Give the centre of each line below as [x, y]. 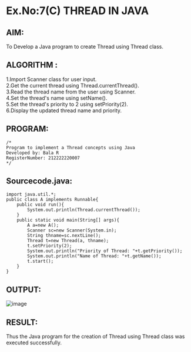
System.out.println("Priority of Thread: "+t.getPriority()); [105, 251]
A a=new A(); [43, 225]
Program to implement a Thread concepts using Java [71, 147]
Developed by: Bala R [33, 153]
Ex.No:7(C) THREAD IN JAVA [77, 11]
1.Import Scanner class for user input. [51, 79]
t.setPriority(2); [50, 246]
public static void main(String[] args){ [68, 220]
